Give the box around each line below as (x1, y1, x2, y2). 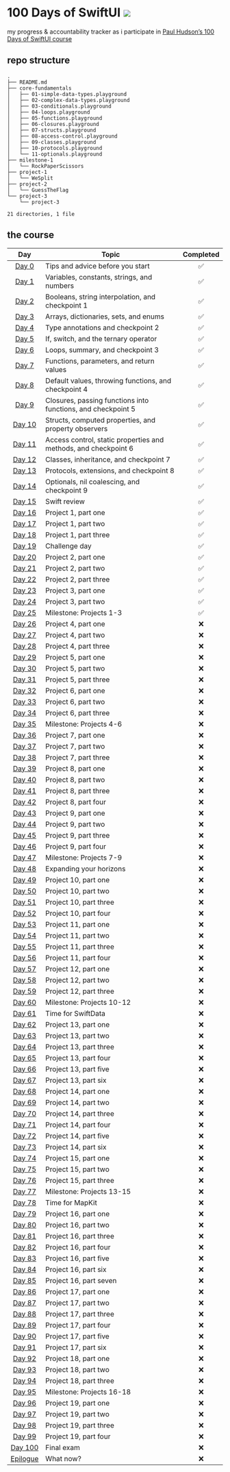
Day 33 (12, 697, 36, 706)
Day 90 (12, 1331, 36, 1340)
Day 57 (12, 964, 36, 973)
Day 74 (12, 1153, 36, 1162)
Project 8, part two (45, 775, 105, 784)
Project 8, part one (45, 764, 105, 773)
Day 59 (12, 986, 36, 996)
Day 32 (12, 686, 36, 695)
